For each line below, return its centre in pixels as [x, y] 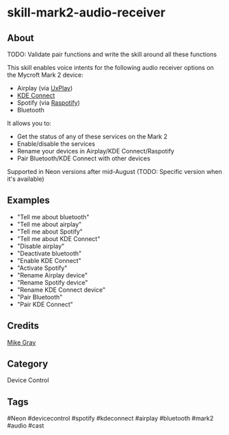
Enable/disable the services [56, 144]
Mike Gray [22, 342]
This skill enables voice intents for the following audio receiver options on [110, 67]
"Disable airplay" [41, 246]
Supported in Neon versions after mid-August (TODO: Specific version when [114, 172]
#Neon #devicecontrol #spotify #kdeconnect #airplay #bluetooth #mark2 [110, 419]
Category [28, 364]
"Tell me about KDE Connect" [58, 238]
